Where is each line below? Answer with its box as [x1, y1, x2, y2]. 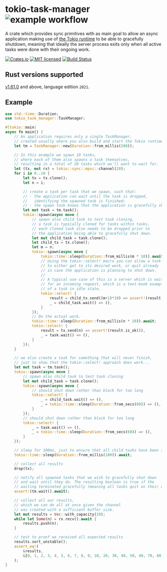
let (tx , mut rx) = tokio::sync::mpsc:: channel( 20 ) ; [14, 166, 126, 171]
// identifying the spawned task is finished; [23, 198, 126, 204]
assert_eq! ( [14, 544, 39, 549]
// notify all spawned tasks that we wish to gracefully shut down [14, 475, 157, 480]
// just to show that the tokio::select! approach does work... [14, 360, 150, 365]
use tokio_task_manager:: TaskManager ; [5, 116, 85, 121]
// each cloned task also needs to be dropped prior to [31, 226, 150, 231]
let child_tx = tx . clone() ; [31, 240, 90, 245]
